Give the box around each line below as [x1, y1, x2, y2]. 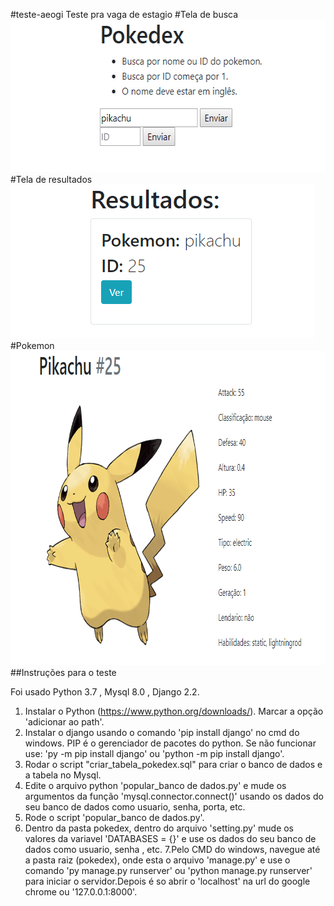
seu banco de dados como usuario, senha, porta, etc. [24, 801, 246, 813]
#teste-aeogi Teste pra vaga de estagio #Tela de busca [10, 9, 239, 20]
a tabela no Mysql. [24, 769, 102, 781]
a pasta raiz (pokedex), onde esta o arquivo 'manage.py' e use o [24, 854, 291, 866]
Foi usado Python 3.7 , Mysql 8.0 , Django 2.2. [10, 686, 200, 698]
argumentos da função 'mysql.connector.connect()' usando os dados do [24, 790, 324, 802]
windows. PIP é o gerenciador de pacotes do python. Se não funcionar [24, 737, 317, 749]
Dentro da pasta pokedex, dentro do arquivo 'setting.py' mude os [24, 822, 295, 834]
